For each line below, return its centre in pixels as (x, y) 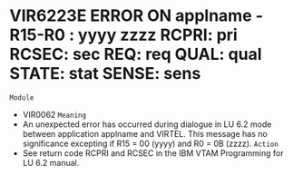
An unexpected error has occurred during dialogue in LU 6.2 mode (147, 124)
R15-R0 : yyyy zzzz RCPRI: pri (123, 35)
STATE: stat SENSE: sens (105, 74)
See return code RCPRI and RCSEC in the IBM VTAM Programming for (153, 153)
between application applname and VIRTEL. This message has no (145, 133)
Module (22, 97)
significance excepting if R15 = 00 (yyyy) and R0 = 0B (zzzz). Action (150, 143)
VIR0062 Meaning (54, 114)
